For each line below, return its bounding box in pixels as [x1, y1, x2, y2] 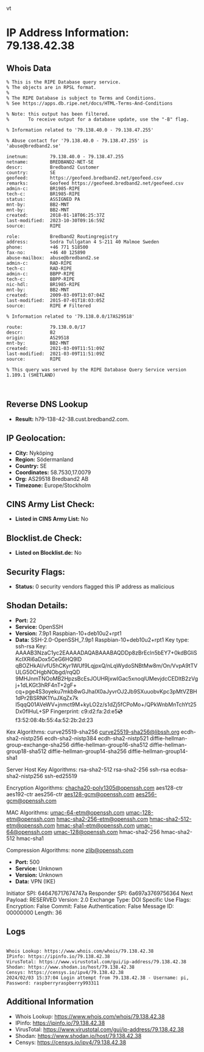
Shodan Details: [6, 600, 68, 611]
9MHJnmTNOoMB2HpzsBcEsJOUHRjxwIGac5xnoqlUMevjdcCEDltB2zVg [15, 675, 199, 682]
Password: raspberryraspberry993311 [6, 980, 99, 986]
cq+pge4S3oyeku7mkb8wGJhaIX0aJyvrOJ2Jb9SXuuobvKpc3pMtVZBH [15, 687, 197, 695]
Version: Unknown [15, 871, 63, 878]
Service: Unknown [15, 864, 63, 872]
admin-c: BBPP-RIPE [6, 271, 75, 277]
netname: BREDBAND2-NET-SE [6, 159, 94, 165]
